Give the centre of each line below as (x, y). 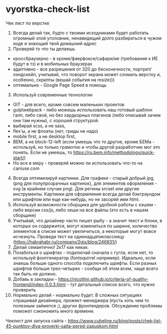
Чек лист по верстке (27, 23)
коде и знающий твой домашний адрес (55, 43)
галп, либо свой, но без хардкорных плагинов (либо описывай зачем (87, 115)
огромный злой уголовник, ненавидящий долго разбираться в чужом (87, 38)
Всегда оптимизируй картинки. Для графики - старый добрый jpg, (84, 178)
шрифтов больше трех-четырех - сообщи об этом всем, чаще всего (85, 268)
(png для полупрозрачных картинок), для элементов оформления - (85, 183)
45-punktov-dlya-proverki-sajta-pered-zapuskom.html (62, 326)
